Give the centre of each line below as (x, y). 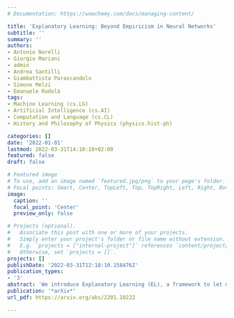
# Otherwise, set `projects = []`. (62, 252)
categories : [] (29, 136)
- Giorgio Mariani (34, 59)
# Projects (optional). (42, 226)
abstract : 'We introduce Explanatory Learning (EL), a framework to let (115, 285)
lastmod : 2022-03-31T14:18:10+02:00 (60, 149)
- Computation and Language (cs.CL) (60, 117)
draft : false (26, 162)
